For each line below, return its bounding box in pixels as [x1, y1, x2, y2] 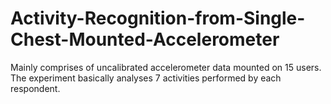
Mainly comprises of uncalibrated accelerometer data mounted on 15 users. [10, 61, 322, 73]
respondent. [10, 82, 61, 94]
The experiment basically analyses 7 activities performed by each [10, 72, 282, 84]
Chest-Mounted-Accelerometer [10, 28, 280, 51]
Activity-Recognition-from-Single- [10, 7, 306, 30]
